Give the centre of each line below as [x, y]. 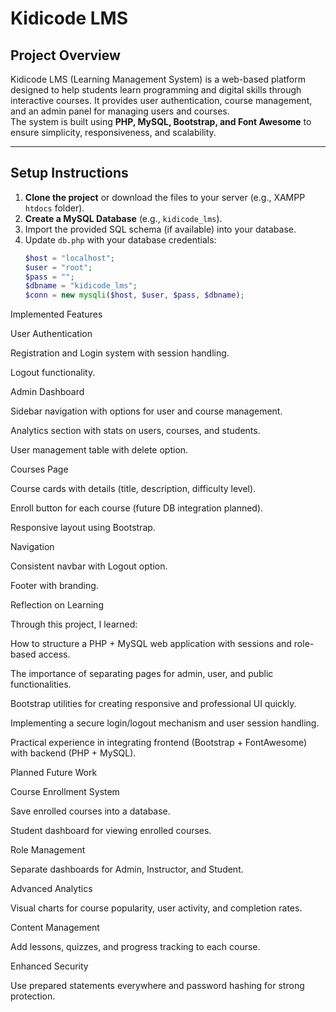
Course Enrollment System [65, 792]
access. [54, 654]
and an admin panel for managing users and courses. [120, 111]
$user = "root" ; [58, 267]
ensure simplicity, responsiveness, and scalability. [113, 132]
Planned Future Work [54, 773]
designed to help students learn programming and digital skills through [156, 90]
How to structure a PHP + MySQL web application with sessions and [151, 644]
